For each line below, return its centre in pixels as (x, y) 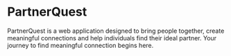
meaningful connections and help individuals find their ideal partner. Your (112, 38)
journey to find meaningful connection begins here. (80, 45)
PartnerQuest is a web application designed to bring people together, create (116, 31)
